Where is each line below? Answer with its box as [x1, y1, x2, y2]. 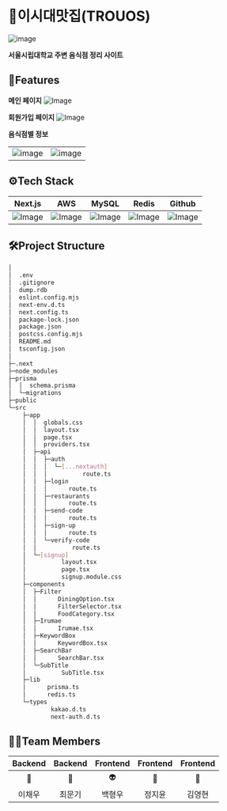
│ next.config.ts [8, 308, 69, 316]
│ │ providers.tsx [22, 441, 90, 449]
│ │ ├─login [22, 477, 69, 485]
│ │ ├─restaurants [22, 492, 90, 500]
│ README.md [8, 338, 51, 346]
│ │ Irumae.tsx [22, 624, 93, 633]
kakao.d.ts [50, 705, 87, 713]
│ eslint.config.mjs [8, 294, 80, 301]
